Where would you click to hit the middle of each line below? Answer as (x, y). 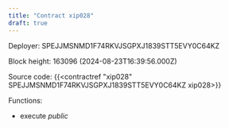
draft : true (28, 23)
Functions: (25, 100)
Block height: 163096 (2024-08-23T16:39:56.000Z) (93, 61)
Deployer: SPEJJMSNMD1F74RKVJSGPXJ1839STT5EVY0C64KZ (114, 45)
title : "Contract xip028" (51, 16)
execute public (44, 115)
